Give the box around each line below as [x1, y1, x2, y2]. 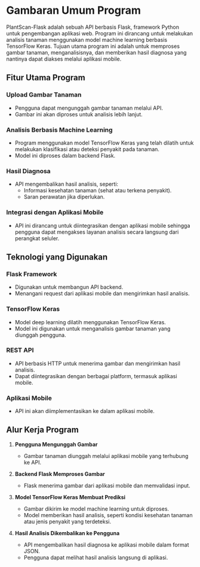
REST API [6, 346, 34, 354]
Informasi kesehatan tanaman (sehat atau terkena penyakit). [23, 187, 172, 194]
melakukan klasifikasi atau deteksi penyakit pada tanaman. [14, 145, 160, 153]
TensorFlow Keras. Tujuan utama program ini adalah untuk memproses [6, 43, 180, 50]
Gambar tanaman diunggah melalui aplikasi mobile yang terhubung [23, 452, 189, 459]
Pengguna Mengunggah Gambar [14, 441, 98, 448]
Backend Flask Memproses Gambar [14, 470, 106, 477]
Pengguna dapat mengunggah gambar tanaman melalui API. [14, 104, 163, 111]
